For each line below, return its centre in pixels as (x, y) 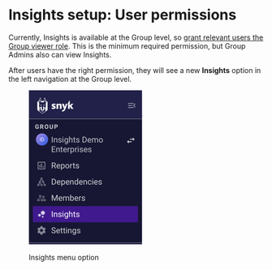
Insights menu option (64, 257)
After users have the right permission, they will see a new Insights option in (135, 70)
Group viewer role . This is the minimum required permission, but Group (127, 45)
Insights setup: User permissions (123, 15)
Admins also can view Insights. (60, 54)
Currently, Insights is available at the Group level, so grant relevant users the (136, 37)
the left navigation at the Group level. (70, 79)
